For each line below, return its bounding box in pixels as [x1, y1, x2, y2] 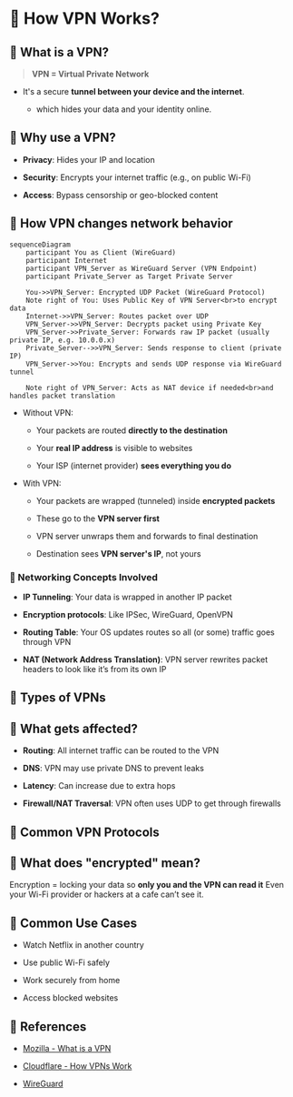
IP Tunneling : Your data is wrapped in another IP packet [22, 591, 233, 602]
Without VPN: [22, 407, 74, 418]
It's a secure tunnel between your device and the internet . [22, 86, 245, 96]
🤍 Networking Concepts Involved [9, 570, 159, 583]
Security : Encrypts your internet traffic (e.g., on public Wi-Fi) [22, 172, 251, 183]
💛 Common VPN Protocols [9, 824, 161, 840]
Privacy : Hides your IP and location [22, 154, 156, 165]
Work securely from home [22, 975, 121, 986]
